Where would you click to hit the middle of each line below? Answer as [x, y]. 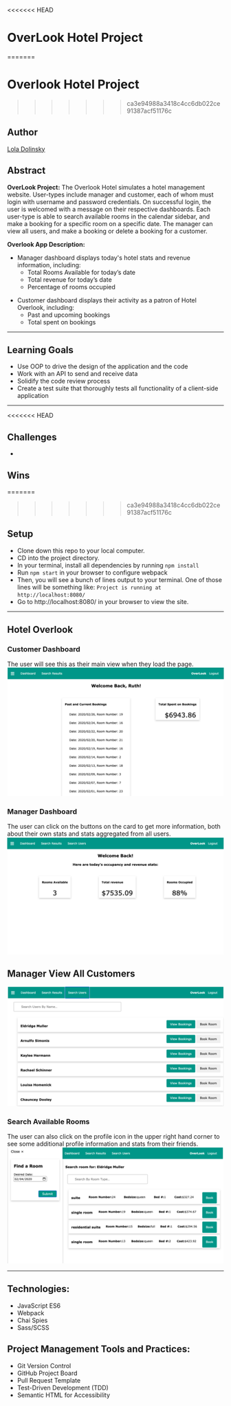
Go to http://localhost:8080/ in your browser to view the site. [103, 601]
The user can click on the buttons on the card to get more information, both [114, 826]
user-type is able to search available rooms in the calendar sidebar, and [109, 216]
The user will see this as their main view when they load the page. [100, 664]
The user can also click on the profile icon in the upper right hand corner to [113, 1137]
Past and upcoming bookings [69, 315]
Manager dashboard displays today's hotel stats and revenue [103, 258]
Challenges [32, 437]
